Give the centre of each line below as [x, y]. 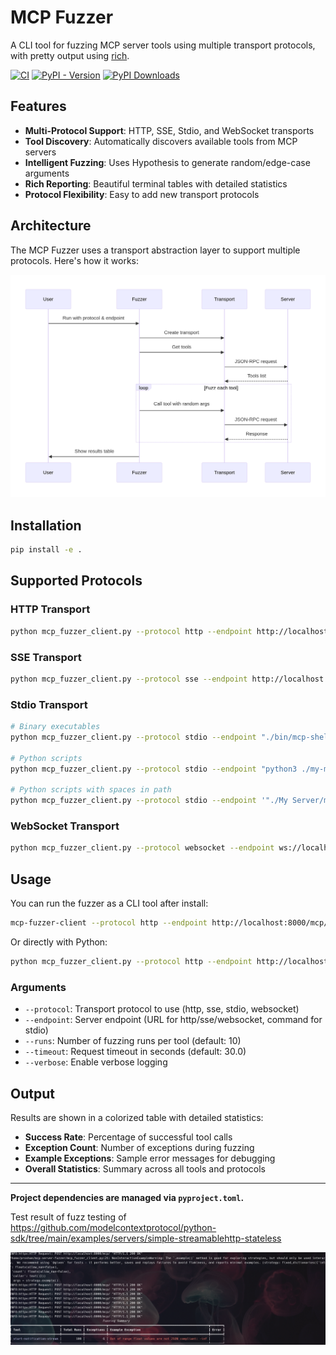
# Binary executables [55, 727]
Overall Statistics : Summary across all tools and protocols [145, 1168]
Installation [46, 525]
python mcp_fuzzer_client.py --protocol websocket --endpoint [142, 848]
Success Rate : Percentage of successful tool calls [128, 1137]
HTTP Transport [50, 609]
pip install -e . [46, 550]
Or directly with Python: [59, 942]
